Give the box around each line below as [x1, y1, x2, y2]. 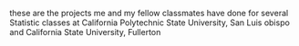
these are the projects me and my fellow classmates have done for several [9, 8, 289, 18]
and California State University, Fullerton [9, 27, 161, 37]
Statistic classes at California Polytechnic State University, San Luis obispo [9, 17, 290, 28]
